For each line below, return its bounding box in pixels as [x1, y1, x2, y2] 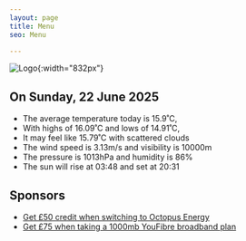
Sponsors [9, 188, 65, 203]
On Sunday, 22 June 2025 [9, 89, 160, 104]
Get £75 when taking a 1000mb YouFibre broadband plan [22, 221, 237, 232]
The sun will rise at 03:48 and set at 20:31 [22, 161, 180, 172]
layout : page [9, 13, 59, 23]
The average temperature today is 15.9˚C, [22, 113, 178, 124]
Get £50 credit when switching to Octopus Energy [22, 212, 211, 222]
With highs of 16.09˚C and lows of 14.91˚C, [22, 123, 181, 134]
